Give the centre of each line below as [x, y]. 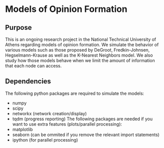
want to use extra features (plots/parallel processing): [67, 124]
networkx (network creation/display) [50, 113]
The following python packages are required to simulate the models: [75, 93]
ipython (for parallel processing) [45, 140]
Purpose [19, 28]
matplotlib [23, 129]
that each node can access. [33, 66]
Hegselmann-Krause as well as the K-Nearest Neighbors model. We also [79, 55]
